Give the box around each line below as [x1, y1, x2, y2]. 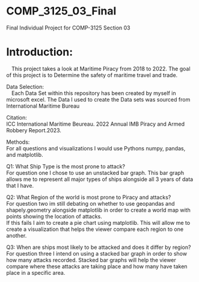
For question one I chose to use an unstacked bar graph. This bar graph [6, 169, 185, 176]
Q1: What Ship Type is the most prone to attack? [6, 162, 125, 170]
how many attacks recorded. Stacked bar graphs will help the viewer [6, 256, 176, 263]
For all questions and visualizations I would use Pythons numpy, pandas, [6, 144, 186, 152]
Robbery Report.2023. [6, 126, 62, 133]
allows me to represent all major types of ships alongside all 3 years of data [6, 176, 194, 183]
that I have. [6, 182, 34, 189]
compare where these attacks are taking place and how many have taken [6, 263, 188, 270]
